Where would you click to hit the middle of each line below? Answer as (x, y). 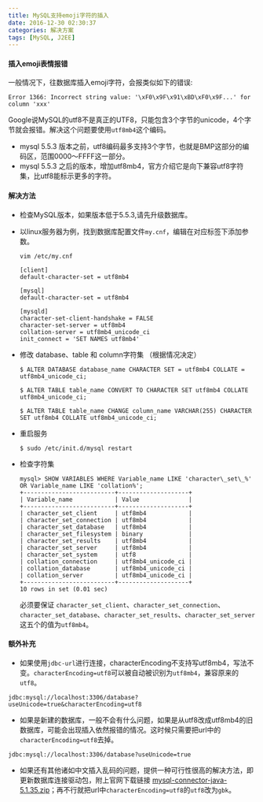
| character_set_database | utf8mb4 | (106, 527)
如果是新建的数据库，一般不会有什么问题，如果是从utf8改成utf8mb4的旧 (136, 720)
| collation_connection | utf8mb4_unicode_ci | (106, 561)
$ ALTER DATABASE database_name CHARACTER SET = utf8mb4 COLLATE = (132, 369)
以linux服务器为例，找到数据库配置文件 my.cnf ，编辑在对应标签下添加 (130, 231)
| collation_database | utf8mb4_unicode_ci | (106, 568)
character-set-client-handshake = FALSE (86, 318)
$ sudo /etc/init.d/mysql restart (76, 448)
